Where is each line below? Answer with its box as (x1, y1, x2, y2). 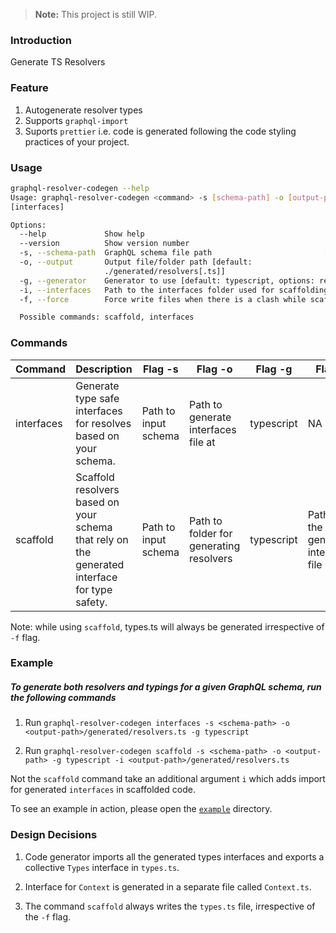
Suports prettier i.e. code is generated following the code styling (24, 125, 297, 137)
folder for (189, 526, 233, 540)
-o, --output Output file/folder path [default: (19, 257, 253, 268)
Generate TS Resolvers (10, 56, 106, 68)
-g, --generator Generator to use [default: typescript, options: (19, 275, 315, 286)
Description (75, 362, 133, 376)
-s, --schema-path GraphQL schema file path (19, 248, 213, 258)
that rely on (75, 532, 129, 546)
